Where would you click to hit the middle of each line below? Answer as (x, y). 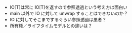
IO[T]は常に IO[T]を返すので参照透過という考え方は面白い (68, 7)
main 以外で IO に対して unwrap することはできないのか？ (69, 13)
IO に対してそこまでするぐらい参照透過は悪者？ (58, 19)
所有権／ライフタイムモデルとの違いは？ (51, 26)
